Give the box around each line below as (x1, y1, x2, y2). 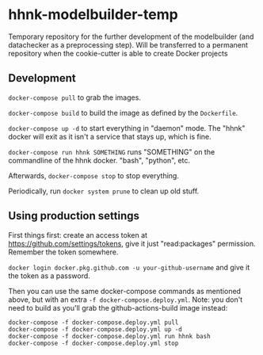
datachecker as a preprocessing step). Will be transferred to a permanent (8, 40, 248, 49)
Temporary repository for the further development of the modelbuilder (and (8, 32, 254, 41)
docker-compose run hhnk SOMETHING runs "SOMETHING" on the (8, 147, 215, 156)
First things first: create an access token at (8, 230, 148, 239)
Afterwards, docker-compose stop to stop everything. (8, 170, 180, 180)
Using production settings (8, 209, 140, 223)
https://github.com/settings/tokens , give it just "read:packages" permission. (8, 239, 256, 248)
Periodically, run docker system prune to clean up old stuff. (8, 186, 200, 196)
